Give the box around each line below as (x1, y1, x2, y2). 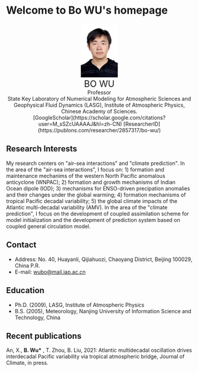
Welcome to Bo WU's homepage (6, 4, 168, 17)
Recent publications (6, 330, 82, 341)
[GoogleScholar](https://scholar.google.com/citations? (33, 114, 166, 122)
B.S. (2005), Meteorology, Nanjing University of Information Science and (14, 307, 191, 314)
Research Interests (6, 144, 77, 154)
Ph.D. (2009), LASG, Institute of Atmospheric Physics (14, 301, 145, 309)
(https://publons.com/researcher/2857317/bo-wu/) (37, 127, 161, 134)
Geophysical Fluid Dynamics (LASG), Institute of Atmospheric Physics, (14, 101, 185, 109)
